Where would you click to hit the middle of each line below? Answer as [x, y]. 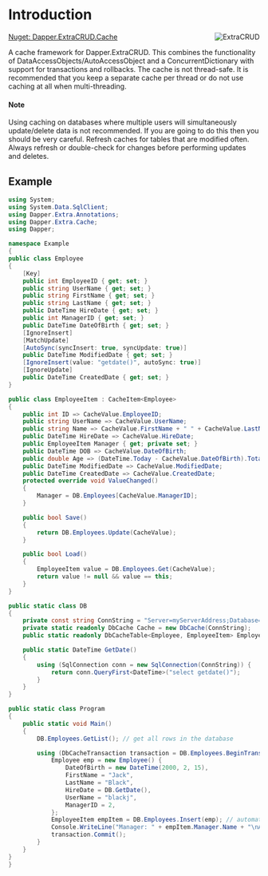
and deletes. [29, 157]
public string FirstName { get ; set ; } [89, 296]
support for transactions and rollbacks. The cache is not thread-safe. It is [128, 69]
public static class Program [57, 709]
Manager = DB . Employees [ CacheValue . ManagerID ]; [117, 496]
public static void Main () [67, 723]
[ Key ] [32, 273]
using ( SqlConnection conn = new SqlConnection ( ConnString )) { [144, 664]
